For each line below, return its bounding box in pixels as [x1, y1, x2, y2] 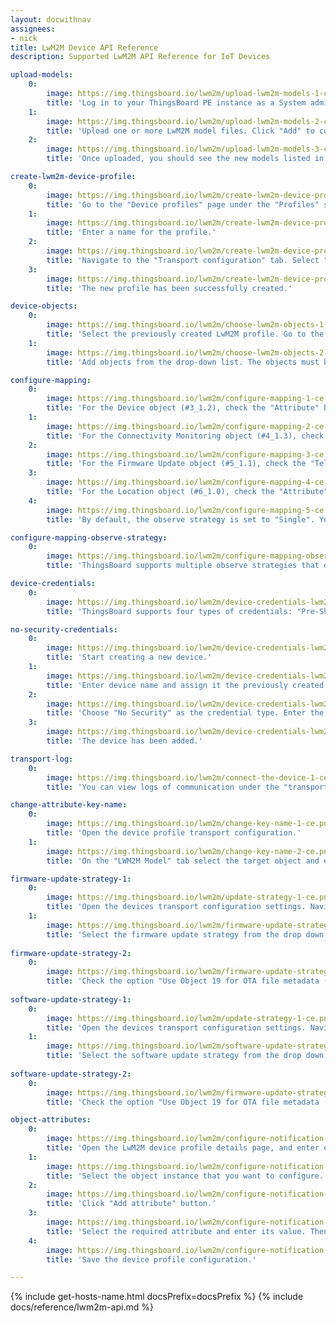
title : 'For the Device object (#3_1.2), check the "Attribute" [46, 403, 320, 413]
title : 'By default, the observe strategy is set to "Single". [46, 514, 315, 525]
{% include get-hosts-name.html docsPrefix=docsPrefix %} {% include [10, 1291, 304, 1303]
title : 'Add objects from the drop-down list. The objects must [46, 357, 320, 367]
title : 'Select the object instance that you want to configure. [46, 1171, 325, 1181]
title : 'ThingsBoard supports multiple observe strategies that [46, 561, 320, 571]
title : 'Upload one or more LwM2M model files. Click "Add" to [46, 126, 315, 136]
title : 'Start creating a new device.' [46, 652, 213, 663]
